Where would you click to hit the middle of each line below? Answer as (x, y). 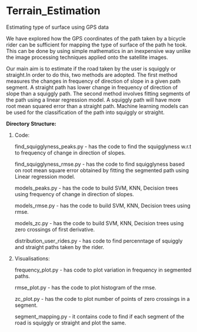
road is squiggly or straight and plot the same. (70, 323)
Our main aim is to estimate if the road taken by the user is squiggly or (91, 68)
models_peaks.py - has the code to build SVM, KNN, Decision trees (96, 188)
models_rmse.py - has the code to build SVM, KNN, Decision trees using (103, 205)
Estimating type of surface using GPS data (57, 27)
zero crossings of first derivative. (55, 229)
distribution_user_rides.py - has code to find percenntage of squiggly (98, 241)
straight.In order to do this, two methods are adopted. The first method (92, 75)
